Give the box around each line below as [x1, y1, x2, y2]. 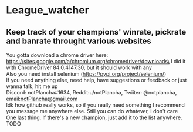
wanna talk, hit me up [6, 83, 58, 90]
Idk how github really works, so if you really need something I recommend [6, 101, 185, 109]
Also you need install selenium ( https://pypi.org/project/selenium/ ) [6, 70, 167, 77]
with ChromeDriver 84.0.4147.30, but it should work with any [6, 64, 153, 71]
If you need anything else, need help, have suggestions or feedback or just [6, 77, 187, 83]
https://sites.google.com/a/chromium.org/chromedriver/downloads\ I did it [6, 58, 186, 65]
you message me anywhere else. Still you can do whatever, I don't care [6, 108, 178, 114]
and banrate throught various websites [6, 36, 151, 46]
